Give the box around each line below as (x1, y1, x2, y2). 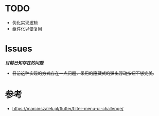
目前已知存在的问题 (5, 59, 44, 66)
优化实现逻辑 (12, 19, 38, 25)
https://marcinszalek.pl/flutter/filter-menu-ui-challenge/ (12, 105, 124, 111)
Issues (5, 43, 33, 54)
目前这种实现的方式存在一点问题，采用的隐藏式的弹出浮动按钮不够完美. (12, 70, 154, 76)
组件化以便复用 (12, 25, 42, 32)
